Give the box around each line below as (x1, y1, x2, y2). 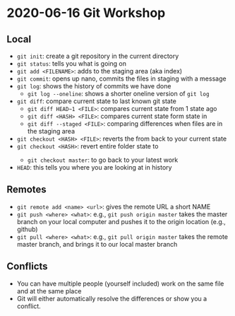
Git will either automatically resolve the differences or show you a (16, 294, 207, 303)
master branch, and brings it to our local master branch (16, 240, 178, 248)
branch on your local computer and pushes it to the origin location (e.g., (16, 217, 227, 226)
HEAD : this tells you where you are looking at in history (16, 163, 172, 171)
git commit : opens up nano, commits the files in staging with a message (16, 74, 227, 83)
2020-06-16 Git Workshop (6, 5, 166, 21)
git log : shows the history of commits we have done (16, 82, 171, 90)
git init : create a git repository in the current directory (16, 52, 179, 60)
